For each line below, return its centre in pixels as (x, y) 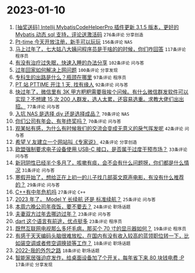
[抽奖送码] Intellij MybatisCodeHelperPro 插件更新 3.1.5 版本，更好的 (97, 27)
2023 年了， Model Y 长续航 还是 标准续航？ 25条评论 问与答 (86, 199)
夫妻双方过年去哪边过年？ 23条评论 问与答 (63, 213)
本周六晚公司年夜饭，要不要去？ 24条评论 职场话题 (73, 206)
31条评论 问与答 (38, 170)
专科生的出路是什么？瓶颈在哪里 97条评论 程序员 (71, 77)
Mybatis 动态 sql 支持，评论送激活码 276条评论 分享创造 (79, 34)
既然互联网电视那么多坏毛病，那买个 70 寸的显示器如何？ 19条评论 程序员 (100, 228)
